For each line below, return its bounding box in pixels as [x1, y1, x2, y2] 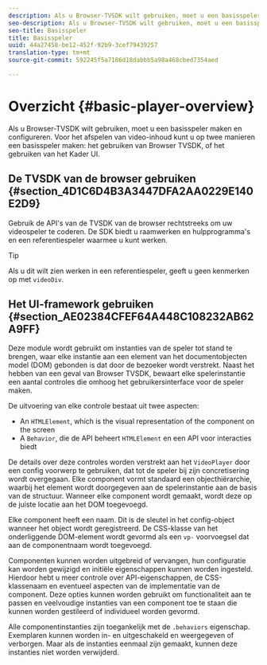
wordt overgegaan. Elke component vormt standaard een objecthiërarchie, [8, 475, 253, 484]
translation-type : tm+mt [8, 49, 91, 57]
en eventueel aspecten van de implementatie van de [48, 581, 220, 591]
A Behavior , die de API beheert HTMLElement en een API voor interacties [19, 433, 252, 443]
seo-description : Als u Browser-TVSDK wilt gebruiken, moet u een [8, 19, 233, 27]
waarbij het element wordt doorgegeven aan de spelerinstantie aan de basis [8, 483, 257, 492]
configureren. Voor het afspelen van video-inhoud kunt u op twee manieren [8, 132, 256, 142]
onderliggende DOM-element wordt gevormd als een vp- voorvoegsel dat [8, 532, 250, 542]
